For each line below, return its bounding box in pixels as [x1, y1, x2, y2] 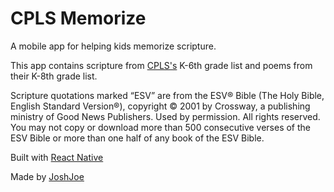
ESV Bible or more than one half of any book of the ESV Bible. [10, 132, 265, 144]
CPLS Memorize [10, 7, 147, 30]
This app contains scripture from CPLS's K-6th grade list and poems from [10, 59, 313, 71]
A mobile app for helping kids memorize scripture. [10, 40, 217, 52]
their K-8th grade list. [10, 70, 98, 82]
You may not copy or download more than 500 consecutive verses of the [10, 121, 312, 133]
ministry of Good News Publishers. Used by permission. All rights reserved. [10, 110, 321, 122]
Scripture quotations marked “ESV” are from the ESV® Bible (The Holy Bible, [10, 89, 325, 101]
